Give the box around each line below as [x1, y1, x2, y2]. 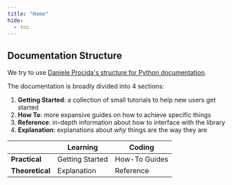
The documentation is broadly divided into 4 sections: [7, 82, 165, 90]
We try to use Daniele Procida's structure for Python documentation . [7, 68, 207, 77]
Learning [66, 143, 98, 153]
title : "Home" [7, 10, 50, 18]
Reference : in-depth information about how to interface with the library [17, 118, 226, 127]
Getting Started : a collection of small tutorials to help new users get [17, 96, 216, 105]
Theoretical [11, 166, 51, 176]
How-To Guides [115, 155, 168, 165]
